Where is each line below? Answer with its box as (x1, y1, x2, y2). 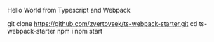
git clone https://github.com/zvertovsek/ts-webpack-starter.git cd (7, 20, 198, 27)
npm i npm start (57, 27, 103, 35)
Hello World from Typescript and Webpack (7, 6, 131, 14)
